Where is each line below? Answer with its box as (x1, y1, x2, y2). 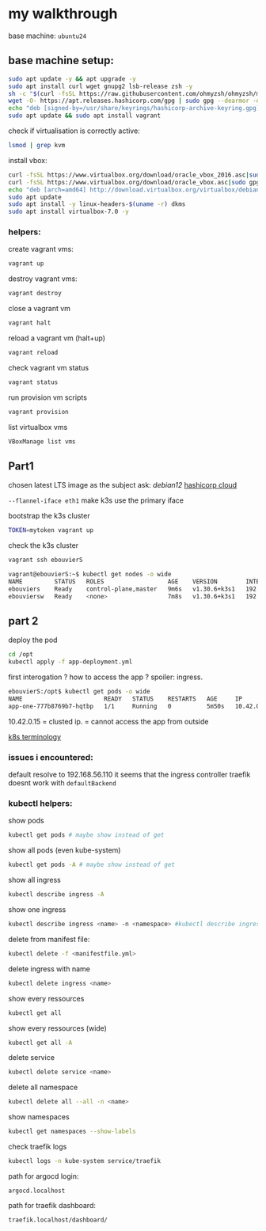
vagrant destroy (8, 290, 62, 298)
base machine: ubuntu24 (8, 31, 87, 40)
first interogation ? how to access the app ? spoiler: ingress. (8, 672, 203, 682)
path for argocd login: (8, 1171, 79, 1180)
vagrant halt (8, 319, 51, 327)
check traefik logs (8, 1142, 67, 1152)
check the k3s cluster (8, 541, 79, 550)
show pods (8, 816, 45, 826)
